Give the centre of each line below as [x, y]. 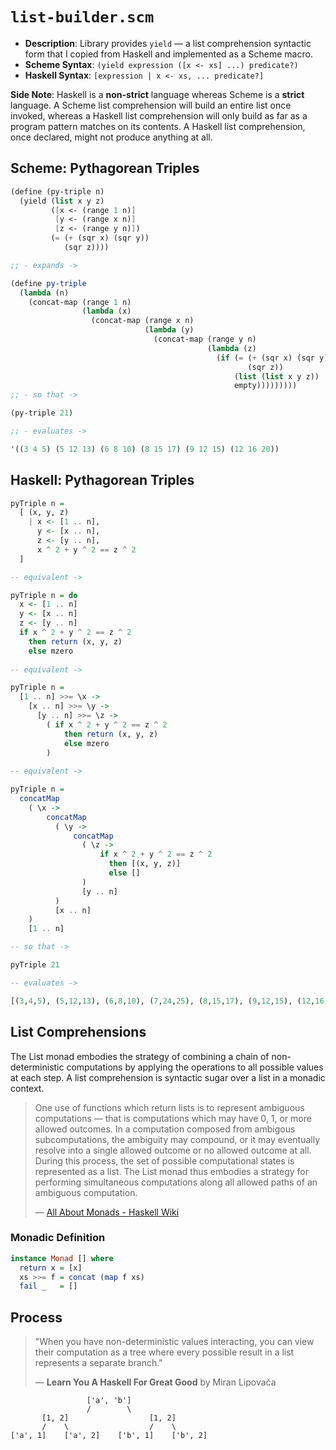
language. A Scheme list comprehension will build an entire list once [151, 105]
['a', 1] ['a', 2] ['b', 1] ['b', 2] [109, 1436]
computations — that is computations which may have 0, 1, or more [173, 1118]
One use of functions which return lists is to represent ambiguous [169, 1107]
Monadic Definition [58, 1238]
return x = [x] [51, 1268]
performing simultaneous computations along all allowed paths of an [176, 1182]
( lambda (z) [231, 348]
